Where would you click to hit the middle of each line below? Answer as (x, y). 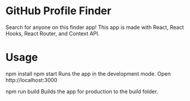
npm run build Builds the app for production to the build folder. (82, 91)
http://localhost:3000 (31, 80)
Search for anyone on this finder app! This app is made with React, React (95, 27)
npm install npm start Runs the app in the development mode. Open (88, 74)
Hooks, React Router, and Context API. (53, 33)
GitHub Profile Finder (58, 11)
